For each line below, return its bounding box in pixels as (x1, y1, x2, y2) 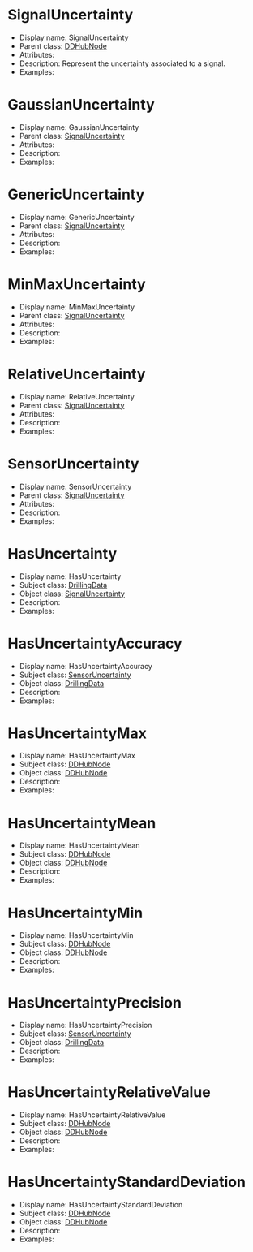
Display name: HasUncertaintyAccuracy (19, 661, 153, 671)
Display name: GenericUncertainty (19, 212, 135, 222)
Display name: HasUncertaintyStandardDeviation (19, 1200, 183, 1210)
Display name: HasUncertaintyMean (19, 840, 140, 850)
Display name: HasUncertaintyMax (19, 751, 135, 761)
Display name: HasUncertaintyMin (19, 930, 134, 940)
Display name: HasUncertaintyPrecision (19, 1021, 152, 1030)
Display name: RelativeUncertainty (19, 391, 135, 401)
